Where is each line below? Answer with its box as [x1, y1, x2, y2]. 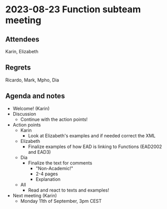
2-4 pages [35, 171, 58, 177]
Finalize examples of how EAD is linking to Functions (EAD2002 [28, 143, 162, 150]
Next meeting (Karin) [12, 192, 57, 198]
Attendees [5, 35, 39, 44]
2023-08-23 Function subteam [5, 4, 141, 15]
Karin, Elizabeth [5, 49, 38, 54]
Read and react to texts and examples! [28, 187, 109, 193]
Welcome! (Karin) [12, 105, 50, 111]
